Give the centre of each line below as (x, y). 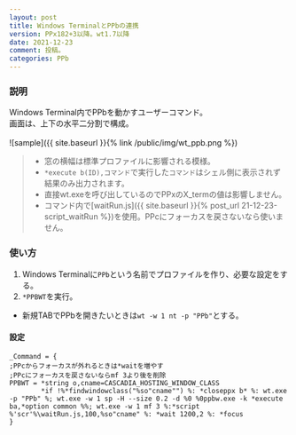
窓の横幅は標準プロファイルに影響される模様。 (129, 162)
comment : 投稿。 (37, 51)
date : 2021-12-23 (41, 42)
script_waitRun (71, 217)
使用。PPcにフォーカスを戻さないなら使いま (202, 217)
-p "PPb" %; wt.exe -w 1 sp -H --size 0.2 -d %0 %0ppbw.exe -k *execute (146, 399)
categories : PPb (39, 59)
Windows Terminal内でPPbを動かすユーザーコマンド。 (109, 113)
